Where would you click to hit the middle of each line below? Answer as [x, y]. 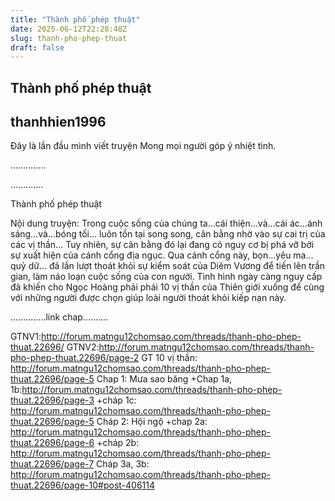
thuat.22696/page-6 [52, 443]
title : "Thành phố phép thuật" [75, 19]
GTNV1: [26, 337]
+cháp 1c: [116, 400]
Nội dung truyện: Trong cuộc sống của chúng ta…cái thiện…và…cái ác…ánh [166, 223]
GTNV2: [83, 347]
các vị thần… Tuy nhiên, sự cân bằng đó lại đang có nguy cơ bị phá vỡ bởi [162, 245]
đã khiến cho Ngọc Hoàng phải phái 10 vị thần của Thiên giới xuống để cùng [167, 287]
